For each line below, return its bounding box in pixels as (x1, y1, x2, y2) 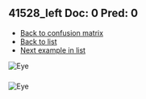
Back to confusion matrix (19, 28, 103, 37)
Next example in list (19, 45, 86, 55)
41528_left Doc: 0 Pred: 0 (8, 6, 139, 20)
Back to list (19, 37, 57, 46)
